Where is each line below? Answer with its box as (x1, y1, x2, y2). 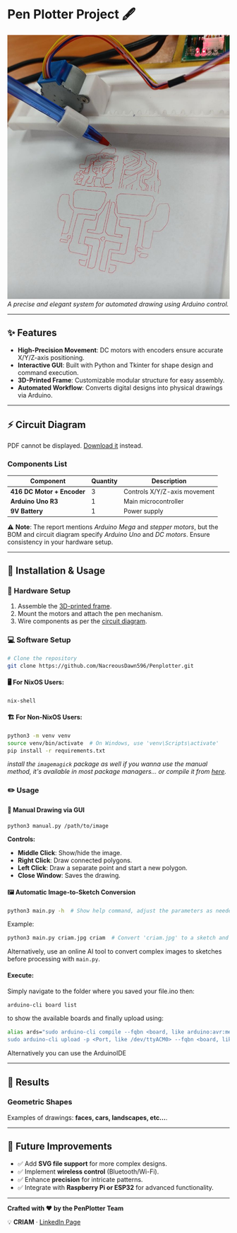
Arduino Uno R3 (10, 497, 59, 505)
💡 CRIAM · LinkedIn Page (7, 1217, 81, 1226)
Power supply (123, 507, 164, 516)
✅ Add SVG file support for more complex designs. (17, 1159, 167, 1168)
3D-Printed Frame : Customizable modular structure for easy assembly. (17, 376, 225, 384)
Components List (7, 458, 68, 468)
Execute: (7, 971, 34, 979)
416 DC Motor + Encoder (10, 487, 86, 496)
